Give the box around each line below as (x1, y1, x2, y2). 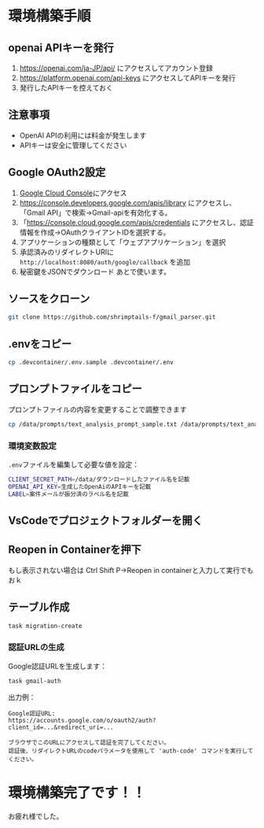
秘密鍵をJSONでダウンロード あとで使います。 (19, 267, 171, 276)
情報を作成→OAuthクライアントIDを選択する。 (19, 227, 170, 237)
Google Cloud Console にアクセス (19, 188, 127, 198)
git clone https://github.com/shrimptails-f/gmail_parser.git (8, 313, 216, 321)
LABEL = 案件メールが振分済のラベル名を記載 (8, 490, 130, 498)
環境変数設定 (8, 440, 57, 451)
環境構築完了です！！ (8, 784, 147, 801)
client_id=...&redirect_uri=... (8, 723, 114, 731)
